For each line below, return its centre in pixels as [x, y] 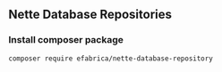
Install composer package [66, 40]
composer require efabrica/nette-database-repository [111, 58]
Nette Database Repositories [90, 15]
